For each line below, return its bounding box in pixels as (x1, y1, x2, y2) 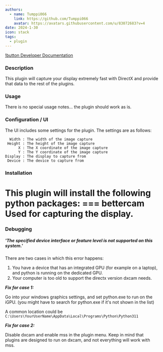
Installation (5, 169, 33, 176)
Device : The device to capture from (7, 158, 84, 163)
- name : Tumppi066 (9, 12, 47, 17)
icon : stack (5, 30, 29, 35)
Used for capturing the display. (5, 208, 134, 219)
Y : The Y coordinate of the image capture (18, 149, 108, 154)
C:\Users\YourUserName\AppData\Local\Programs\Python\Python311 (5, 313, 139, 319)
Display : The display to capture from (5, 154, 86, 159)
